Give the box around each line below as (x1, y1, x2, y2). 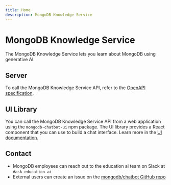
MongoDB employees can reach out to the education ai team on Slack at (12, 163, 165, 169)
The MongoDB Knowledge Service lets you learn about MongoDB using (5, 51, 156, 57)
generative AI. (5, 57, 35, 63)
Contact (5, 149, 32, 158)
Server (5, 71, 28, 80)
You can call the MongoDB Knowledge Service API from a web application (5, 118, 161, 125)
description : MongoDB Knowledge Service (5, 12, 93, 17)
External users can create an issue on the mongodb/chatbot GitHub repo (12, 174, 166, 180)
